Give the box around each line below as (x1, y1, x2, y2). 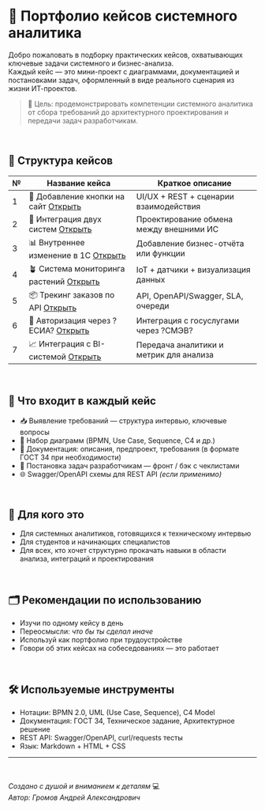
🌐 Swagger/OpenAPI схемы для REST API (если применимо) (19, 469, 222, 479)
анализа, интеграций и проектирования (19, 554, 154, 564)
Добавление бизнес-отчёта (136, 238, 244, 249)
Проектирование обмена (136, 214, 233, 225)
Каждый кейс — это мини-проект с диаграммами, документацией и (8, 66, 240, 76)
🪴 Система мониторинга (28, 263, 125, 274)
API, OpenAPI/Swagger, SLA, (136, 290, 244, 301)
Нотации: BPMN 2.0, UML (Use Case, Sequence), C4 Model (19, 708, 215, 717)
